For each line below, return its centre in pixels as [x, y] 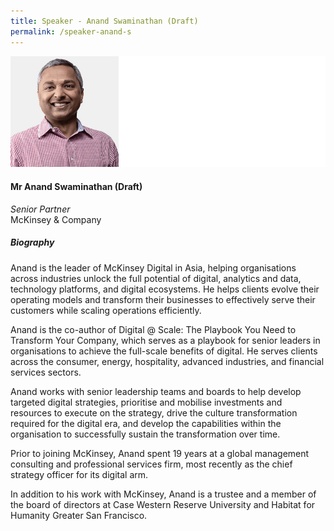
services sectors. [46, 372]
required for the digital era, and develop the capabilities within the [146, 423]
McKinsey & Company [56, 219]
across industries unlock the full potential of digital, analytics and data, [156, 278]
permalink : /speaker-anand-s [71, 31]
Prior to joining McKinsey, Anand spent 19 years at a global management [160, 453]
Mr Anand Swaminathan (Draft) [76, 186]
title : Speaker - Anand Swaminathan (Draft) [104, 21]
